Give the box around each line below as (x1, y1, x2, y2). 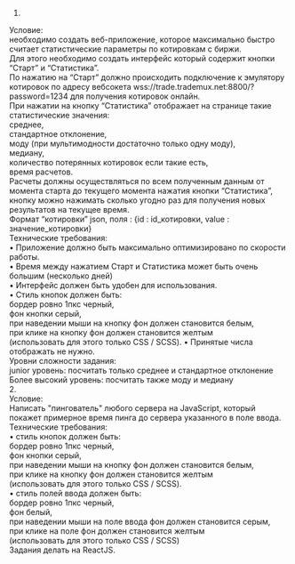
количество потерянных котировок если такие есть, (9, 157, 209, 167)
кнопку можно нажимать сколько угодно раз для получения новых (9, 195, 266, 205)
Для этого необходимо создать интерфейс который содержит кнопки (9, 53, 275, 63)
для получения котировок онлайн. (69, 91, 201, 101)
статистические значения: (9, 110, 110, 120)
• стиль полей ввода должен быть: (9, 488, 142, 498)
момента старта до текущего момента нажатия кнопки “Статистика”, (9, 186, 274, 196)
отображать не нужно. (9, 346, 95, 357)
